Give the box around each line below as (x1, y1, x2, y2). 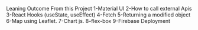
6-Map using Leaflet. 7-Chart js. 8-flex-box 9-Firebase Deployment (6, 18, 170, 24)
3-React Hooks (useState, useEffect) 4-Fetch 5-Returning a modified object (6, 11, 191, 18)
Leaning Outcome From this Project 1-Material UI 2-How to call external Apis (6, 5, 192, 12)
